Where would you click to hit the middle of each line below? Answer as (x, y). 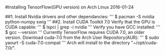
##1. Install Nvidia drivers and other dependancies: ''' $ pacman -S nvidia (80, 16)
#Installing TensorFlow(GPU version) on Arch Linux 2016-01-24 (70, 7)
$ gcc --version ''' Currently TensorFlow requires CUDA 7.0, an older (75, 32)
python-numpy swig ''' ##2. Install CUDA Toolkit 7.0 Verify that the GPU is (80, 22)
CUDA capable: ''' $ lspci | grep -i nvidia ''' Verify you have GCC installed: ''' (83, 27)
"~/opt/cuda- (144, 43)
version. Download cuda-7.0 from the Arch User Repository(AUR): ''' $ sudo (82, 37)
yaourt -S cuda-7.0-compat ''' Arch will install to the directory (67, 43)
